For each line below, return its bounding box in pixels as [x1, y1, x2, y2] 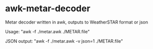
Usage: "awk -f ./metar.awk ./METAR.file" [5, 28, 90, 34]
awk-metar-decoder [5, 3, 90, 14]
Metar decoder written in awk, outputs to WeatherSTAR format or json [5, 19, 148, 25]
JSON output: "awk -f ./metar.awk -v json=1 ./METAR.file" [5, 38, 123, 44]
